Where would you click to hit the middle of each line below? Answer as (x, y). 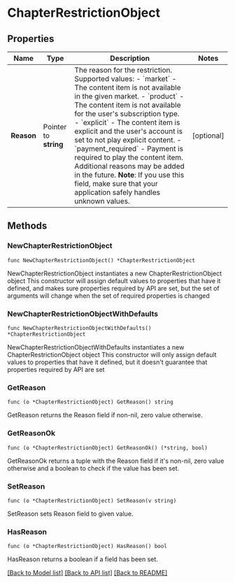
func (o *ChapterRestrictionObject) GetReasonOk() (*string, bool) (108, 448)
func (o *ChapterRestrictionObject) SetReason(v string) (92, 501)
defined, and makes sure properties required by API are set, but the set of (114, 288)
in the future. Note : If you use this (129, 175)
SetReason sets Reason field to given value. (70, 513)
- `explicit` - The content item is (127, 122)
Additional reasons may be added (130, 166)
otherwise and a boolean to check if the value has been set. (93, 468)
